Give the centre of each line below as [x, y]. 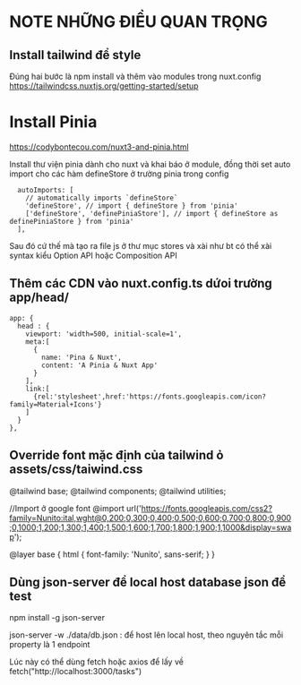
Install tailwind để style [75, 55]
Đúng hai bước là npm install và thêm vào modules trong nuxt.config [135, 76]
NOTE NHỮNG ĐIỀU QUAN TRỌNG [138, 22]
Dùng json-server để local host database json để [148, 582]
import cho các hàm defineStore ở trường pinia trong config [119, 174]
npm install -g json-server [57, 618]
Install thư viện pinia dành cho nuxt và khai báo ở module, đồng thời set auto [150, 164]
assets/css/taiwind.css [76, 470]
